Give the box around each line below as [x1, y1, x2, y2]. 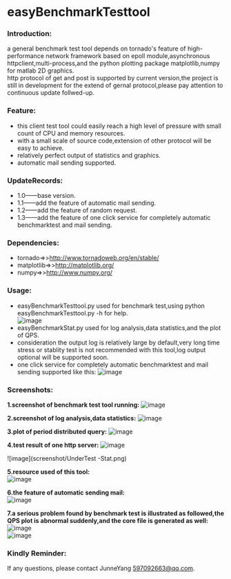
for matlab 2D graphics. [7, 66, 74, 75]
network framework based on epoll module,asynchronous [46, 52, 210, 60]
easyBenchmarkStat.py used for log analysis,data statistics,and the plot [17, 323, 221, 332]
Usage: [7, 286, 32, 295]
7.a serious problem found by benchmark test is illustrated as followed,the [7, 509, 224, 517]
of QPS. [17, 331, 39, 339]
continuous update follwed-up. [7, 89, 95, 97]
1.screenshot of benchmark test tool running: [7, 401, 140, 409]
